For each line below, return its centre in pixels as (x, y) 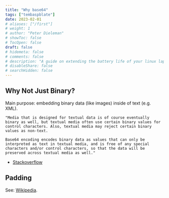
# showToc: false (23, 38)
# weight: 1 (18, 29)
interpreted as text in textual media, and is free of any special (77, 144)
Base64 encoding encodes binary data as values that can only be (75, 139)
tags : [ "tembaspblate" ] (30, 15)
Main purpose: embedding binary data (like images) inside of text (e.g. (78, 103)
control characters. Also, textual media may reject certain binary (78, 126)
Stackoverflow (27, 162)
